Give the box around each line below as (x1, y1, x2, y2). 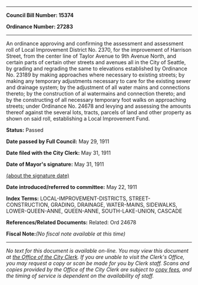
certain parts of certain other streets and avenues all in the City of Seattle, (6, 59, 186, 65)
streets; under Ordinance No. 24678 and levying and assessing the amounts (6, 102, 192, 110)
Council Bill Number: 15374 (6, 12, 74, 18)
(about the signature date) (6, 172, 70, 179)
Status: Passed (6, 127, 44, 133)
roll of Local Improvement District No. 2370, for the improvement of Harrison (6, 47, 192, 53)
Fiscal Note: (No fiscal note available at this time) (6, 230, 126, 237)
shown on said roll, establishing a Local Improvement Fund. (6, 115, 150, 122)
